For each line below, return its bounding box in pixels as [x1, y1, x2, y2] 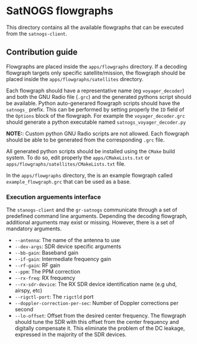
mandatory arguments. [6, 225, 62, 232]
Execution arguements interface [6, 192, 101, 201]
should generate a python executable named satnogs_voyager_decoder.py [6, 118, 186, 126]
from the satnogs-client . [6, 30, 68, 37]
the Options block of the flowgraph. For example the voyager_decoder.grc [6, 112, 185, 119]
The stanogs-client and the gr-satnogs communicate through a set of [6, 206, 177, 214]
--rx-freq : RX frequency [14, 274, 75, 282]
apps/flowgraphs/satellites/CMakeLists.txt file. [6, 160, 126, 167]
